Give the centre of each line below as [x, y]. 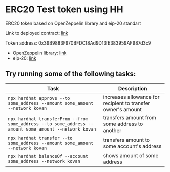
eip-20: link [24, 58]
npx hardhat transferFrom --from [48, 119]
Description [133, 88]
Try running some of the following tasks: [71, 74]
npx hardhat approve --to [39, 98]
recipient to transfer [126, 103]
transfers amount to [126, 140]
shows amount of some [131, 155]
